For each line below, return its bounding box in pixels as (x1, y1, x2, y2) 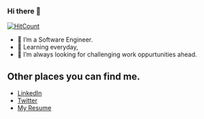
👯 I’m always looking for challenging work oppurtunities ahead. (17, 50, 198, 58)
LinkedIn (17, 89, 42, 97)
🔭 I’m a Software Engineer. (17, 35, 94, 44)
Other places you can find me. (7, 70, 140, 82)
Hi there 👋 (7, 6, 42, 16)
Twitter (17, 97, 38, 105)
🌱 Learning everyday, (17, 43, 78, 51)
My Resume (17, 104, 52, 112)
